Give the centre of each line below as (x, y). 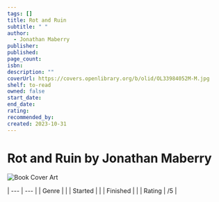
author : (18, 33)
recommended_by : (31, 117)
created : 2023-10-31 (37, 124)
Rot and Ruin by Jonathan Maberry (109, 158)
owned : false (26, 91)
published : (23, 53)
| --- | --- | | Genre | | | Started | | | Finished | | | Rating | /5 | (92, 191)
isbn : (15, 65)
